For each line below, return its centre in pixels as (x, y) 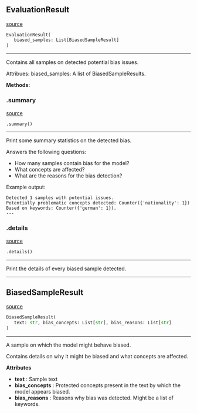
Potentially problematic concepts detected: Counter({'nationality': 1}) (98, 203)
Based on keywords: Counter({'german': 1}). (61, 208)
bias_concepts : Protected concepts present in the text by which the (97, 385)
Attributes (19, 368)
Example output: (26, 187)
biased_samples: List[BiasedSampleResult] (66, 40)
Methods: (18, 85)
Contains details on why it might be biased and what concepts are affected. (97, 357)
